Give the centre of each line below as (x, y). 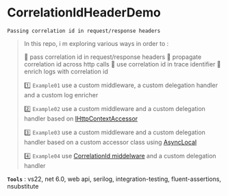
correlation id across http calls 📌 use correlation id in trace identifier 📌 (122, 64)
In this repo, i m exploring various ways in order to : (96, 43)
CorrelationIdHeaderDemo (84, 13)
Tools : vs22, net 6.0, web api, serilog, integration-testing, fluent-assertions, (114, 179)
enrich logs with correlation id (66, 71)
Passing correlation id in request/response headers (84, 31)
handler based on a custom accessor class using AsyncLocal (110, 142)
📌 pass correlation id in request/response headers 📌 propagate (113, 57)
